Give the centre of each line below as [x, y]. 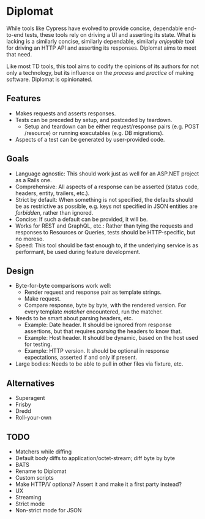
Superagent [30, 398]
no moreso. [30, 239]
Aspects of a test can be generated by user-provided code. [90, 139]
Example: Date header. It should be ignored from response [98, 325]
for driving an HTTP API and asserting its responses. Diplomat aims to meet [102, 48]
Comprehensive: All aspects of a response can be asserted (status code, [107, 186]
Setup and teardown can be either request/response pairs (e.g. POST [112, 126]
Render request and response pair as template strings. [93, 292]
